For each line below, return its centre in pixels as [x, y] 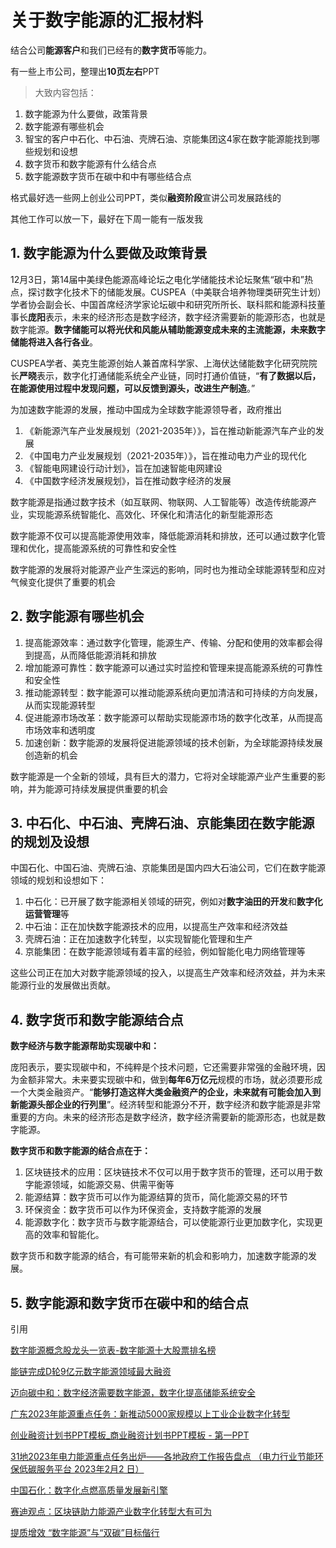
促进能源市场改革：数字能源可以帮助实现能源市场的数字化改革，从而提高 [173, 717]
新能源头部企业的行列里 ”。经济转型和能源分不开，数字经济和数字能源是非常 [166, 1105]
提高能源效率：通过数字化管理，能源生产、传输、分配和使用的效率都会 [169, 642]
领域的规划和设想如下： [58, 880]
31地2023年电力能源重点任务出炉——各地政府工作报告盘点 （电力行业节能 [162, 1456]
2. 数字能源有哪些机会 [77, 616]
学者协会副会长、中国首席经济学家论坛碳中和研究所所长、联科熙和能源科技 [163, 304]
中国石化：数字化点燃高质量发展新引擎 [89, 1490]
